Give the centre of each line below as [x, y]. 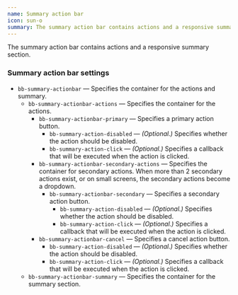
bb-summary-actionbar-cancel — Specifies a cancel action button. [134, 238]
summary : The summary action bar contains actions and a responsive [110, 27]
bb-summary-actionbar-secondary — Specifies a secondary [134, 193]
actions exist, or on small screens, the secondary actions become [135, 178]
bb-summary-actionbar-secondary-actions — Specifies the [123, 163]
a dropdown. [57, 186]
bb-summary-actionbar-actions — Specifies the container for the [122, 103]
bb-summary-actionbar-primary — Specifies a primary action [126, 118]
